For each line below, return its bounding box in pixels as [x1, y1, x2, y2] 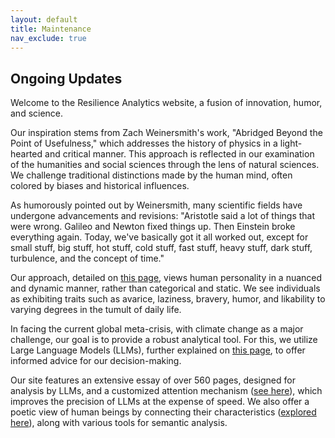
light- [279, 137, 303, 150]
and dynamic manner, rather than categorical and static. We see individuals [10, 282, 321, 295]
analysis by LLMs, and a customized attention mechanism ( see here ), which [10, 385, 323, 397]
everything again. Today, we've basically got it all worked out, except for [10, 231, 309, 243]
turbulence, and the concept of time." [10, 252, 165, 265]
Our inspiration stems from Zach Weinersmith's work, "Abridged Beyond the [10, 127, 323, 139]
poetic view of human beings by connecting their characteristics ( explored [10, 406, 317, 418]
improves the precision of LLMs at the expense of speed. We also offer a [10, 396, 310, 408]
